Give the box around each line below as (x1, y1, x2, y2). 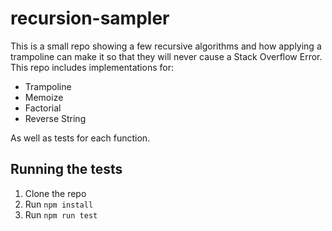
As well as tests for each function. (10, 132, 151, 144)
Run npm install (24, 198, 94, 210)
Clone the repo (24, 187, 87, 199)
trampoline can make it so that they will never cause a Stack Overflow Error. (10, 50, 323, 62)
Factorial (24, 102, 62, 114)
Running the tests (10, 161, 123, 178)
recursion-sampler (10, 7, 170, 30)
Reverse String (24, 112, 87, 124)
